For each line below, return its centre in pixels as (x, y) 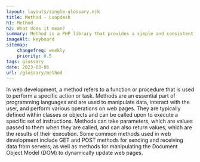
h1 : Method (20, 23)
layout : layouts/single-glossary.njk (53, 12)
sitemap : (17, 45)
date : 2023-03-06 (28, 67)
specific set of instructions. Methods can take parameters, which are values (99, 121)
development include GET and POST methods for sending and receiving (95, 140)
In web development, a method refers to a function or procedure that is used (100, 89)
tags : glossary (25, 61)
